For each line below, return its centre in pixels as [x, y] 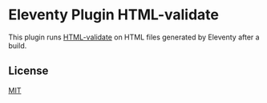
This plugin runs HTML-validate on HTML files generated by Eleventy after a [134, 37]
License [28, 71]
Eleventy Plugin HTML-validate [113, 15]
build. [18, 45]
